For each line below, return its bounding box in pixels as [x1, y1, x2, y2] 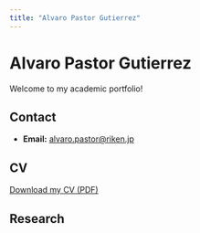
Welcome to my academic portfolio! [9, 83, 143, 94]
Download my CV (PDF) [9, 185, 99, 196]
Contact [9, 109, 57, 124]
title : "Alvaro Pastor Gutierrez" [9, 13, 142, 23]
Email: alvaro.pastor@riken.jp [22, 133, 135, 144]
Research [9, 211, 66, 227]
